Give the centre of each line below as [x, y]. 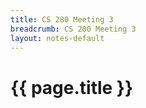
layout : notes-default [57, 38]
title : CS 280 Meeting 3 [62, 19]
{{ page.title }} [72, 87]
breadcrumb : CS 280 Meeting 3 [73, 29]
